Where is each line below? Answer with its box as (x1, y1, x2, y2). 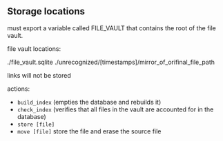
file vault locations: (7, 44, 61, 53)
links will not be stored (7, 71, 71, 79)
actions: (7, 85, 30, 93)
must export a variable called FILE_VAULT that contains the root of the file (7, 23, 216, 32)
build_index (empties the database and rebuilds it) (17, 98, 162, 106)
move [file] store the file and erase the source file (17, 127, 162, 135)
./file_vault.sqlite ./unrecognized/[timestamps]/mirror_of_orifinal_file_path (7, 58, 215, 66)
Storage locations (7, 6, 85, 17)
